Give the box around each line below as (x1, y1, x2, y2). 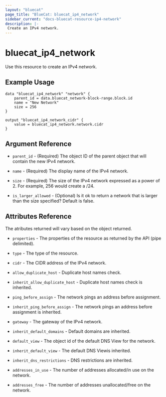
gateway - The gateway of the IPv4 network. (12, 318, 103, 324)
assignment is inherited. (12, 309, 62, 315)
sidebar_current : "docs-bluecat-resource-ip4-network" (5, 16, 122, 21)
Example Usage (5, 78, 55, 87)
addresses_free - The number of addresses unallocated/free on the (12, 382, 151, 388)
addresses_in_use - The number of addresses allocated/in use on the (12, 367, 155, 373)
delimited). (12, 240, 35, 247)
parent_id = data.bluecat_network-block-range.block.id (14, 96, 133, 101)
